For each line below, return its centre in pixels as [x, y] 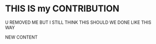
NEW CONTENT [21, 37]
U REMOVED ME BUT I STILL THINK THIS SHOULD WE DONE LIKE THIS [78, 22]
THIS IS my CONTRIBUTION [62, 9]
